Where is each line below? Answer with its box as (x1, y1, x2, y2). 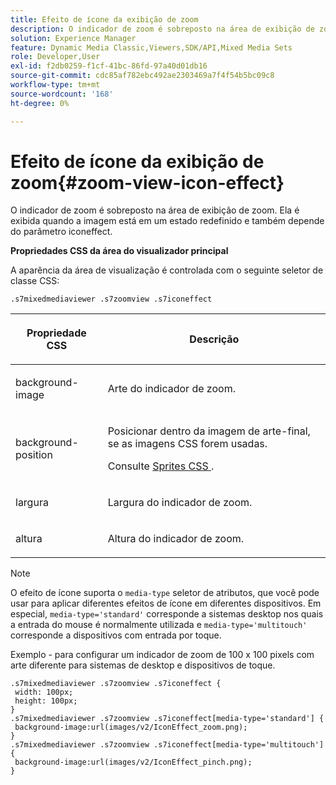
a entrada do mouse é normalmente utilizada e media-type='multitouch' (10, 619, 308, 631)
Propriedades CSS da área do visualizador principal (10, 245, 229, 257)
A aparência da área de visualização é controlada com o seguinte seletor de (10, 264, 324, 276)
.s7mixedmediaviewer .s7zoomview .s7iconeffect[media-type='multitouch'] (10, 740, 325, 750)
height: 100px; (14, 696, 78, 706)
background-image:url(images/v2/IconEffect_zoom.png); (14, 722, 248, 733)
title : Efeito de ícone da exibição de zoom (10, 14, 199, 25)
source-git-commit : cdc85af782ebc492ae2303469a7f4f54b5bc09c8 (10, 71, 275, 81)
